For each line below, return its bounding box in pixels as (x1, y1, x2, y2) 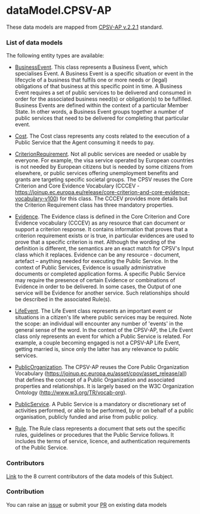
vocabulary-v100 (14, 195, 57, 202)
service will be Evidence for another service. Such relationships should (14, 289, 190, 297)
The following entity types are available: (6, 52, 104, 59)
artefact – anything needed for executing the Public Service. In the (14, 258, 179, 265)
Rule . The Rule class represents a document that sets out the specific (14, 425, 186, 432)
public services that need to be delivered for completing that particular (14, 114, 189, 122)
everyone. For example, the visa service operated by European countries (14, 157, 194, 164)
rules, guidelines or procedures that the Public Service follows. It (14, 431, 174, 439)
